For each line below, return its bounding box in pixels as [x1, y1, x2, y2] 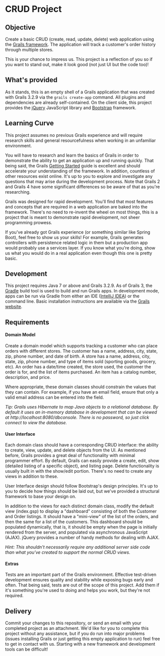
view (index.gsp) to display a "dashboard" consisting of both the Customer [5, 508, 157, 514]
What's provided [5, 76, 58, 84]
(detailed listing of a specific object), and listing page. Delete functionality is [5, 463, 159, 469]
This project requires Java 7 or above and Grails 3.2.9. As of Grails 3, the [5, 283, 153, 288]
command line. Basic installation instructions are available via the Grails [5, 298, 150, 304]
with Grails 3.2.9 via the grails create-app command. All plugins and [5, 94, 145, 100]
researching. [5, 189, 31, 195]
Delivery [5, 607, 32, 615]
